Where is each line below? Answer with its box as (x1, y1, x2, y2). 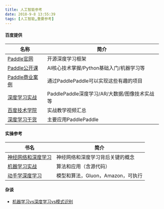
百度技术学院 (7, 106, 38, 113)
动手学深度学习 (7, 172, 42, 179)
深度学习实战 (7, 94, 38, 101)
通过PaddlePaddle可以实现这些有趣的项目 (47, 77, 143, 84)
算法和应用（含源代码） (56, 163, 111, 170)
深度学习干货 (7, 116, 38, 123)
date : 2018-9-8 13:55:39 (5, 12, 56, 17)
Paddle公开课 (7, 64, 39, 71)
